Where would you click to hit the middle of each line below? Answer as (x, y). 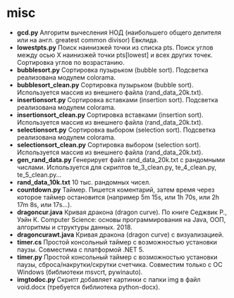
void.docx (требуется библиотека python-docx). (88, 287)
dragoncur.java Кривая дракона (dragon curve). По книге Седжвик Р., (122, 212)
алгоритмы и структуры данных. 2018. (75, 227)
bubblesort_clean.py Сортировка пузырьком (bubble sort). (105, 85)
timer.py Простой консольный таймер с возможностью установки (117, 257)
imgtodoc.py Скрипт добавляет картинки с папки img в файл (109, 279)
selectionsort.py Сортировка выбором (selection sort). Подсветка (116, 130)
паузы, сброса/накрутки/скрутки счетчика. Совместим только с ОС (119, 264)
